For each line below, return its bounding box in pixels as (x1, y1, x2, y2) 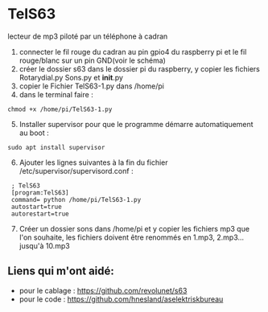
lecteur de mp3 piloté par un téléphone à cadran (7, 31, 168, 41)
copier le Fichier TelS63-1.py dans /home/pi (19, 81, 164, 91)
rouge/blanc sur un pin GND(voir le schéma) (19, 55, 167, 65)
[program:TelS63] (10, 188, 69, 197)
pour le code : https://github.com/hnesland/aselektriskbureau (19, 294, 224, 304)
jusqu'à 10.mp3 (19, 240, 70, 250)
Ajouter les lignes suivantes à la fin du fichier (19, 158, 168, 167)
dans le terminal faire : (19, 89, 93, 99)
